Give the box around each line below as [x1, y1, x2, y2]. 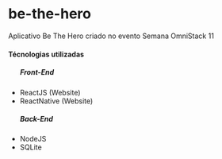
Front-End [19, 68, 54, 77]
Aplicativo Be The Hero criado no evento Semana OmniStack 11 [8, 31, 214, 41]
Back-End [19, 114, 54, 124]
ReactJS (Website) [19, 87, 81, 97]
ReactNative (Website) [19, 96, 94, 106]
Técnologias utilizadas [8, 49, 85, 59]
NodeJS [19, 134, 47, 144]
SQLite [19, 142, 42, 152]
